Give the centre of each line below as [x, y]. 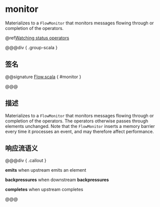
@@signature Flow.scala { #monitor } [43, 77]
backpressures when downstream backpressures [57, 180]
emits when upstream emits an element [46, 170]
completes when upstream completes [44, 190]
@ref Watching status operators [37, 38]
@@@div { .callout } [26, 161]
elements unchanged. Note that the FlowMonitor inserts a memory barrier [80, 126]
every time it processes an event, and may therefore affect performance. [80, 131]
